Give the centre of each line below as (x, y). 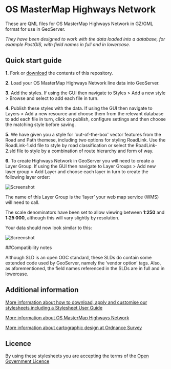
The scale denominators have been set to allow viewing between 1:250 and (85, 212)
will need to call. (23, 202)
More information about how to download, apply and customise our (76, 302)
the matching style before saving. (40, 125)
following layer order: (28, 177)
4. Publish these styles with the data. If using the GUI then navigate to (79, 108)
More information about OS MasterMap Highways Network (67, 317)
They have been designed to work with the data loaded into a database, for (85, 39)
